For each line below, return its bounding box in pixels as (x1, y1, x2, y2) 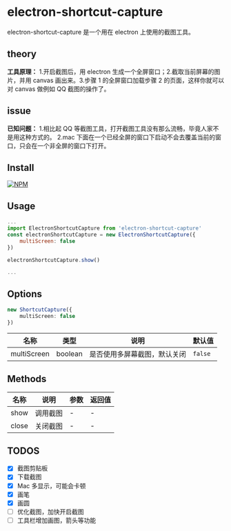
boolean (56, 349, 83, 359)
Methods (7, 373, 47, 385)
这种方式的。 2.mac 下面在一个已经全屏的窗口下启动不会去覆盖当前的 (19, 132, 216, 141)
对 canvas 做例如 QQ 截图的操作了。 (7, 84, 110, 93)
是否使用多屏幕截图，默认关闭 (89, 349, 186, 359)
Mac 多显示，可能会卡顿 (17, 481, 86, 490)
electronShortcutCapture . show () (7, 257, 100, 263)
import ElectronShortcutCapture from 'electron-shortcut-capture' (7, 225, 202, 232)
